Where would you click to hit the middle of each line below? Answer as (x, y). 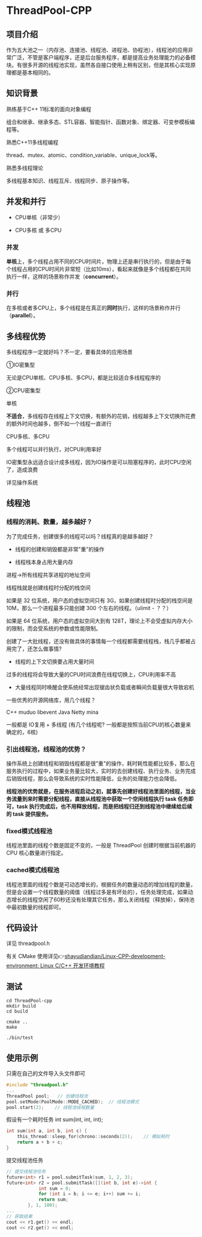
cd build (17, 1011)
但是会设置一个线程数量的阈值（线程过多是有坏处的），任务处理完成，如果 (97, 892)
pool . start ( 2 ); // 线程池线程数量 (50, 1107)
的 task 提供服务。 (29, 814)
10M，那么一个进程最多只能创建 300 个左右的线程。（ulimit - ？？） (89, 608)
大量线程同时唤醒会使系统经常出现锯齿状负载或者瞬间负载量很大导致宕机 (104, 687)
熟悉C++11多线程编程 (32, 142)
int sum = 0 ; (54, 1188)
